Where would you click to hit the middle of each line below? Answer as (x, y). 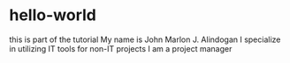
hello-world (53, 15)
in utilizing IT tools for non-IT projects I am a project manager (121, 48)
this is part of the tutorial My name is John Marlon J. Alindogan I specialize (145, 39)
